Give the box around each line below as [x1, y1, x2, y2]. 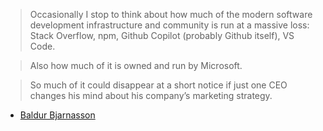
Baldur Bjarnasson [19, 109, 96, 121]
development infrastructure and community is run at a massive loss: [29, 19, 310, 31]
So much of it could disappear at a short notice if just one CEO [29, 79, 288, 91]
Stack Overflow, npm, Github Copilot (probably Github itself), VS [29, 30, 295, 41]
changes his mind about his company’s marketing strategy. [29, 90, 273, 101]
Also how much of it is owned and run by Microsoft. [29, 60, 243, 71]
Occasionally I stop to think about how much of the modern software [29, 9, 313, 20]
